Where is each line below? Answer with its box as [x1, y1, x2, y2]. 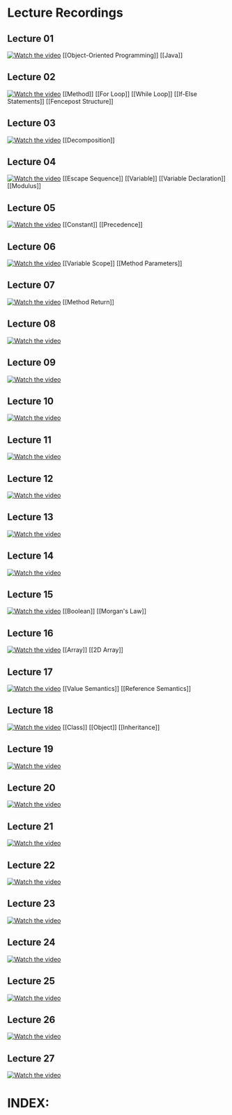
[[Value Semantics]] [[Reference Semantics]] [62, 685, 192, 692]
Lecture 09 [7, 357, 56, 368]
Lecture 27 [7, 1052, 55, 1064]
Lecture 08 [7, 318, 56, 330]
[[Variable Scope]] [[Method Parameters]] [62, 259, 183, 267]
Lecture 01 [7, 33, 54, 45]
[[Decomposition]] [62, 136, 115, 144]
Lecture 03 [7, 117, 56, 130]
